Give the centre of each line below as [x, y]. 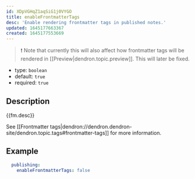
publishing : [26, 165]
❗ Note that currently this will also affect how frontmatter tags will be [102, 50]
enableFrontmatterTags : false [54, 170]
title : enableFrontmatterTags [43, 17]
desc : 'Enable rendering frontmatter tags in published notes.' [86, 22]
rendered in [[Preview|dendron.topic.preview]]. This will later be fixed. [105, 59]
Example [22, 151]
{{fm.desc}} [20, 115]
